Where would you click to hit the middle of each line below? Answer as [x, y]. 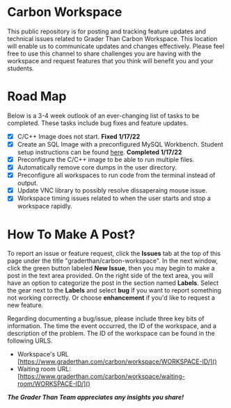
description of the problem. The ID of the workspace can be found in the [111, 334]
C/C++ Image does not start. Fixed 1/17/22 [79, 136]
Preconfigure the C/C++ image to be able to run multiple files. [106, 160]
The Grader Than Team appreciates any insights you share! [96, 398]
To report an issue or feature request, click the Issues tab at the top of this [114, 254]
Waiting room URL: [44, 369]
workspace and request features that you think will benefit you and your [110, 60]
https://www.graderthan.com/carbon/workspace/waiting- [103, 377]
